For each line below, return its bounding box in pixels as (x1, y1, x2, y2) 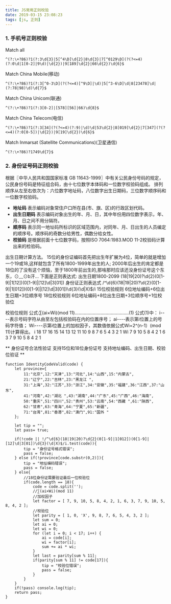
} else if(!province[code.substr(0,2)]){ (14, 455, 104, 460)
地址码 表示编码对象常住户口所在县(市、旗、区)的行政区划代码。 (12, 205, 147, 211)
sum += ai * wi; (41, 544, 77, 549)
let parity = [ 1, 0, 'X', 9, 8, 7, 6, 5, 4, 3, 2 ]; (32, 512, 150, 518)
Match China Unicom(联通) (5, 95, 62, 101)
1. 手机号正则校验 (5, 35, 47, 42)
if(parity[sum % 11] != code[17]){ (32, 557, 109, 563)
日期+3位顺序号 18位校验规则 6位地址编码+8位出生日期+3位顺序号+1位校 (9, 292, 162, 298)
